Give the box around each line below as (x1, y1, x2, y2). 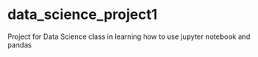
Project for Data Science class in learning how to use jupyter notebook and (7, 32, 251, 41)
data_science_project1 (7, 6, 158, 24)
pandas (7, 40, 32, 49)
